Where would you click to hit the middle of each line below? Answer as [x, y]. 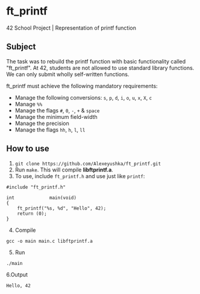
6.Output [17, 274]
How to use [28, 149]
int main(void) [42, 197]
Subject [21, 47]
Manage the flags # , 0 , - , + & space [57, 110]
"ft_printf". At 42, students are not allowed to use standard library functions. [100, 68]
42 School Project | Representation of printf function [71, 28]
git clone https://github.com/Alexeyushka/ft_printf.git [88, 164]
